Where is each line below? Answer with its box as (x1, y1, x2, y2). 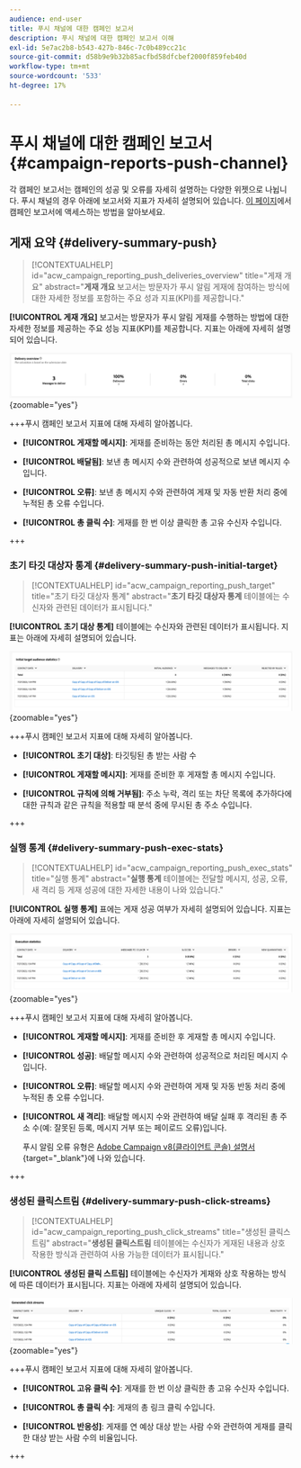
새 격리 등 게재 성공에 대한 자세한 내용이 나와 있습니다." (31, 885, 224, 896)
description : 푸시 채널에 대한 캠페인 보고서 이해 (9, 33, 174, 42)
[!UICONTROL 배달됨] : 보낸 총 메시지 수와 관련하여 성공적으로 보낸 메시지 (22, 455, 281, 467)
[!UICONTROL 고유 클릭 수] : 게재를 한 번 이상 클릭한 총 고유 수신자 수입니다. (22, 1382, 289, 1393)
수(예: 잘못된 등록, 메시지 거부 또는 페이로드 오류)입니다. (31, 1121, 227, 1133)
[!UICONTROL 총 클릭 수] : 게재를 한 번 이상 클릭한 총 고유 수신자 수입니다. (22, 517, 282, 527)
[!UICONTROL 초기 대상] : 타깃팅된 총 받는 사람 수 (22, 750, 197, 761)
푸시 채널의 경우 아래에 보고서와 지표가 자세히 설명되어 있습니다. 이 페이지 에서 (21, 194, 292, 206)
